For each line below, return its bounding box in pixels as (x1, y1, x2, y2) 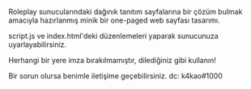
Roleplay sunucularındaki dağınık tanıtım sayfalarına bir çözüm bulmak (8, 7, 243, 16)
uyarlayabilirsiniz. (8, 40, 67, 49)
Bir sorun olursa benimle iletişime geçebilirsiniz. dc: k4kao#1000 (8, 71, 223, 80)
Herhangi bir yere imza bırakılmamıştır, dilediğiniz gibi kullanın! (8, 56, 216, 65)
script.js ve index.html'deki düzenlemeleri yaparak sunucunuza (8, 32, 219, 40)
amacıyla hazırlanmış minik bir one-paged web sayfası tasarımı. (8, 15, 220, 25)
